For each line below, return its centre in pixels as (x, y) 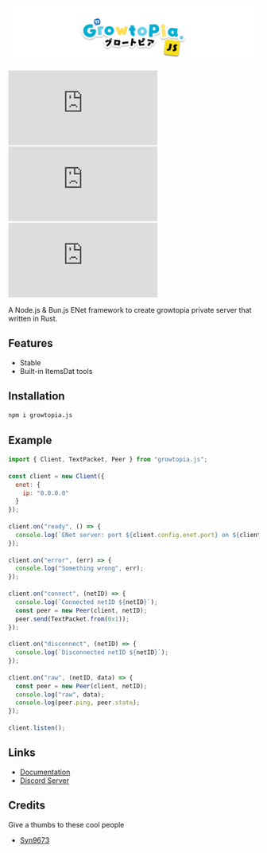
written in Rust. (33, 318)
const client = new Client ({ (56, 476)
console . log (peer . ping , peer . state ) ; (78, 703)
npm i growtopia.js (41, 415)
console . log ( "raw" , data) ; (60, 695)
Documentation (45, 772)
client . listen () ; (37, 728)
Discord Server (44, 780)
